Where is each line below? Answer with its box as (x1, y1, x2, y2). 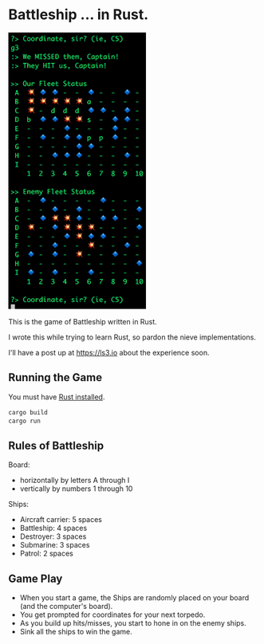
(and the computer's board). (19, 602, 113, 611)
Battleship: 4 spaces (19, 524, 88, 533)
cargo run (8, 417, 41, 425)
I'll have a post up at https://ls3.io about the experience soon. (8, 348, 210, 357)
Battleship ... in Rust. (8, 6, 149, 24)
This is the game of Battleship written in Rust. (8, 316, 157, 326)
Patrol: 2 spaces (19, 548, 73, 559)
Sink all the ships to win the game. (19, 627, 133, 637)
